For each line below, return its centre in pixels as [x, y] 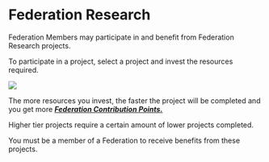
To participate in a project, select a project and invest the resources [121, 61]
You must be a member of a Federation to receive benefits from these [124, 140]
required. [23, 69]
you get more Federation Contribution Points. [86, 109]
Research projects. [40, 45]
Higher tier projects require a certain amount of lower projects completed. [131, 125]
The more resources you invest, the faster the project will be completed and [134, 100]
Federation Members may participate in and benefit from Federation [121, 37]
